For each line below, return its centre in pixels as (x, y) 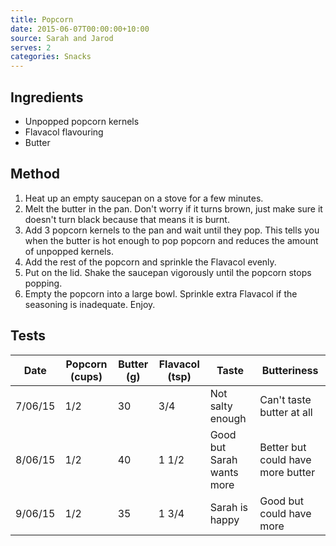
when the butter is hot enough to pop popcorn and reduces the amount (171, 240)
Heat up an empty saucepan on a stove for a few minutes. (144, 198)
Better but (283, 447)
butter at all (286, 412)
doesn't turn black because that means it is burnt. (127, 219)
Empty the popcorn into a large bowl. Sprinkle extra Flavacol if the (161, 293)
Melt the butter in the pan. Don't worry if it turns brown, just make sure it (173, 208)
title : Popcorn (42, 19)
